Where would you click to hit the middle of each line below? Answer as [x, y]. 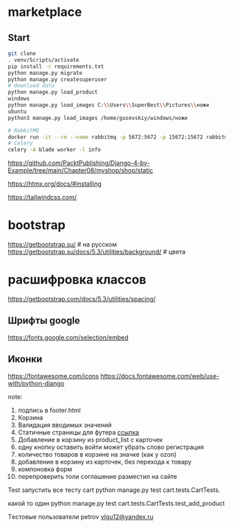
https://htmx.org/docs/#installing [55, 184]
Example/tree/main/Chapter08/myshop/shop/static [81, 170]
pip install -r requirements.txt [56, 67]
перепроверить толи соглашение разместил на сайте [97, 476]
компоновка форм [45, 469]
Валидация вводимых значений [65, 425]
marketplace [45, 12]
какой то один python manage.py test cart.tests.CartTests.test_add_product [116, 503]
